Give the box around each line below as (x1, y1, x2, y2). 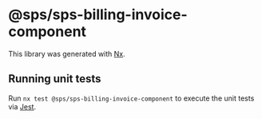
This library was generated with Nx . (8, 49, 125, 58)
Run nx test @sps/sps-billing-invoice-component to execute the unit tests (8, 93, 255, 103)
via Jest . (8, 101, 37, 111)
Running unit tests (8, 72, 101, 85)
